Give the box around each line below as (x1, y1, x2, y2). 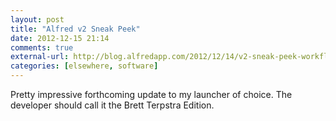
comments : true (10, 42, 74, 53)
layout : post (10, 14, 65, 25)
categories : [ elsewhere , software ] (10, 61, 159, 71)
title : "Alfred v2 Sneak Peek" (10, 24, 141, 34)
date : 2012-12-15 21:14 (10, 33, 110, 43)
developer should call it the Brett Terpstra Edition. (10, 99, 215, 111)
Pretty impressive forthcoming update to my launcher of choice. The (10, 89, 293, 100)
